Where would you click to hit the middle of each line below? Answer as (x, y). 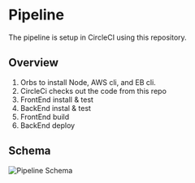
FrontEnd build (45, 117)
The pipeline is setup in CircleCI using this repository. (97, 37)
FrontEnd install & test (56, 100)
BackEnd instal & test (56, 108)
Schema (30, 151)
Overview (34, 63)
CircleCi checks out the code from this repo (93, 91)
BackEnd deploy (48, 125)
